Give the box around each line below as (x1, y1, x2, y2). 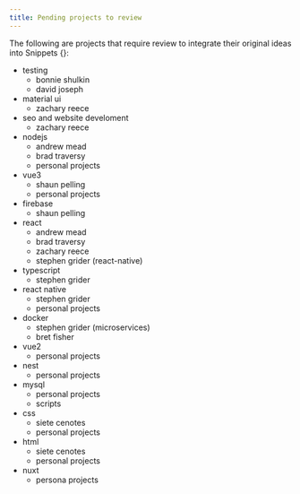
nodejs (21, 131, 47, 142)
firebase (21, 198, 54, 209)
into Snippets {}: (9, 47, 70, 58)
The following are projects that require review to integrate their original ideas (9, 38, 292, 48)
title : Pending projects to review (9, 13, 142, 22)
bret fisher (35, 331, 74, 342)
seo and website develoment (21, 112, 129, 123)
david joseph (35, 83, 83, 94)
